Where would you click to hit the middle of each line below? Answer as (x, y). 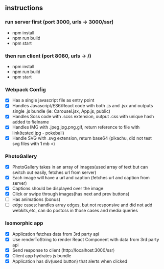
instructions (24, 8)
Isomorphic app (24, 223)
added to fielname (30, 122)
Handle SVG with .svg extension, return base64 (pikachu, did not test (82, 138)
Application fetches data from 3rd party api (56, 234)
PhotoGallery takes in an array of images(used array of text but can (80, 167)
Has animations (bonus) (36, 199)
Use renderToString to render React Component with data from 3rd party (85, 239)
